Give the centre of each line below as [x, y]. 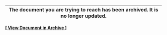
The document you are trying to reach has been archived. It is [83, 10]
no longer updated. [83, 16]
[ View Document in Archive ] [36, 28]
